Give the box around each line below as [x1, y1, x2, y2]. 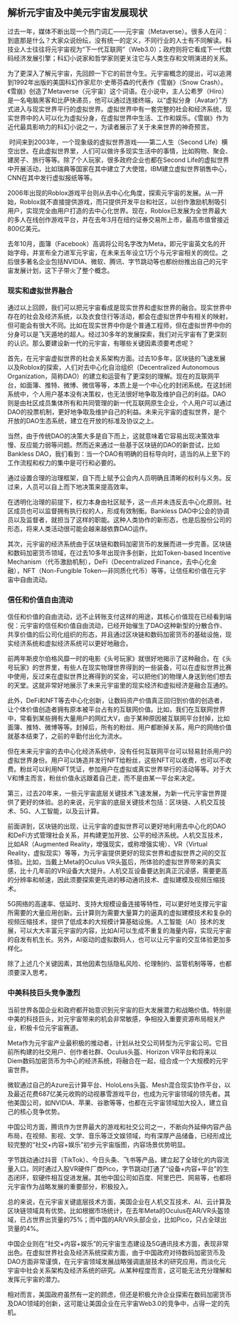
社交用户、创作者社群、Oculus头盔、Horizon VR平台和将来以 [38, 1048, 217, 1056]
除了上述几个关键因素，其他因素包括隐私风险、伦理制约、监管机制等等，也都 [7, 959, 232, 968]
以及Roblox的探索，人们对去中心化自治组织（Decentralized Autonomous [7, 363, 220, 372]
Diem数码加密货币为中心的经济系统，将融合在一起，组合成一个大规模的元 [7, 1056, 222, 1065]
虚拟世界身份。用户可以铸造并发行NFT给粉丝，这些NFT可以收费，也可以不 [7, 756, 225, 765]
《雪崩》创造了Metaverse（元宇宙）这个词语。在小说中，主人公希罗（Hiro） [7, 86, 228, 95]
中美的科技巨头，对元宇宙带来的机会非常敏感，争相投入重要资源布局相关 [7, 1014, 219, 1023]
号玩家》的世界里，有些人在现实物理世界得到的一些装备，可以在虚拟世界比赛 [7, 663, 232, 672]
